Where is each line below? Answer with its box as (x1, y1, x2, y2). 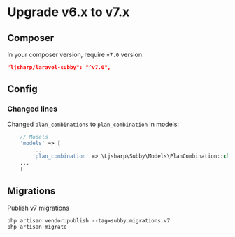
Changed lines (7, 104, 58, 114)
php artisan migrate (7, 223, 68, 230)
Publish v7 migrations (7, 204, 70, 212)
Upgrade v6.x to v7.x (7, 4, 130, 20)
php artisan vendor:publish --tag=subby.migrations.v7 (7, 217, 171, 224)
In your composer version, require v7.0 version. (7, 50, 144, 59)
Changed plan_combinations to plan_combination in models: (7, 120, 180, 128)
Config (7, 83, 38, 95)
